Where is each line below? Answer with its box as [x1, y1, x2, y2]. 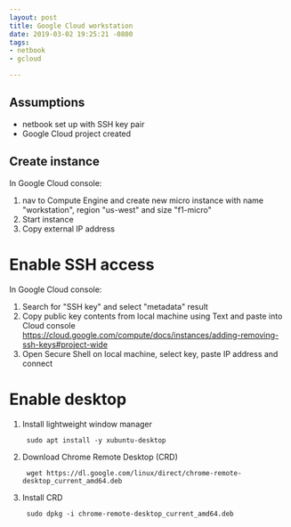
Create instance [9, 154, 100, 169]
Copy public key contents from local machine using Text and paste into [21, 311, 283, 321]
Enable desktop [9, 389, 127, 409]
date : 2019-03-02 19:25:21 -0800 [9, 29, 133, 38]
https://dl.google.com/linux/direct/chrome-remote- [45, 468, 242, 477]
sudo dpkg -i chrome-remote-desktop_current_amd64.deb [26, 509, 234, 518]
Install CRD [21, 491, 63, 503]
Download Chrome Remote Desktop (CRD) [21, 451, 178, 462]
